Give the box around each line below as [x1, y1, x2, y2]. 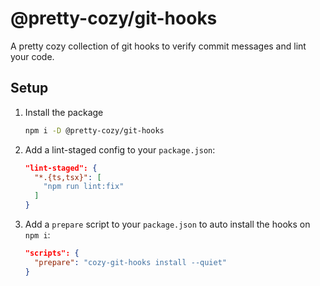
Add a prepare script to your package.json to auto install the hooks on [24, 218, 311, 230]
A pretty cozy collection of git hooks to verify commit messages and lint [10, 40, 307, 52]
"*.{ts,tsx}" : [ [34, 172, 102, 182]
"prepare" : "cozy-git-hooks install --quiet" [34, 257, 227, 267]
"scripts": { [24, 248, 80, 258]
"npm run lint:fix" [43, 182, 125, 192]
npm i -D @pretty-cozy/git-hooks [24, 125, 165, 136]
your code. [10, 50, 55, 62]
